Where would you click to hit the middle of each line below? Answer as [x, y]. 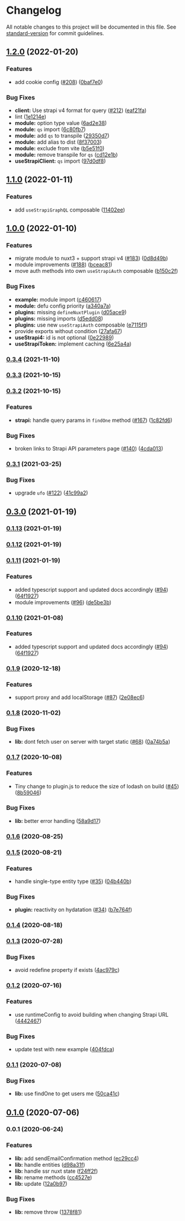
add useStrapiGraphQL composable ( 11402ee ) [70, 210]
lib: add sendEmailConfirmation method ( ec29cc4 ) [77, 1158]
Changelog [34, 10]
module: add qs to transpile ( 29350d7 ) [62, 135]
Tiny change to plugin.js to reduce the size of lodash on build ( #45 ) [97, 786]
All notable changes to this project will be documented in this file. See [91, 27]
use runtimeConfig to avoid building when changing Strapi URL [92, 1014]
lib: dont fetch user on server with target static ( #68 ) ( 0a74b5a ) [92, 742]
